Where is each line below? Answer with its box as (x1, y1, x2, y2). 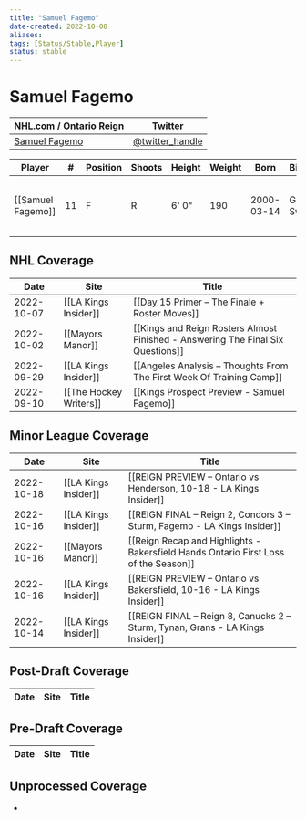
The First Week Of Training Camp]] (133, 370, 283, 383)
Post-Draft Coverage (9, 663, 130, 679)
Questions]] (133, 344, 184, 357)
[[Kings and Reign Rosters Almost (133, 321, 278, 334)
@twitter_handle (132, 135, 203, 148)
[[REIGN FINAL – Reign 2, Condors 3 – (127, 508, 291, 521)
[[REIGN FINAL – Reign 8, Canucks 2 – (127, 609, 291, 622)
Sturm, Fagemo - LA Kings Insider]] (127, 519, 281, 532)
